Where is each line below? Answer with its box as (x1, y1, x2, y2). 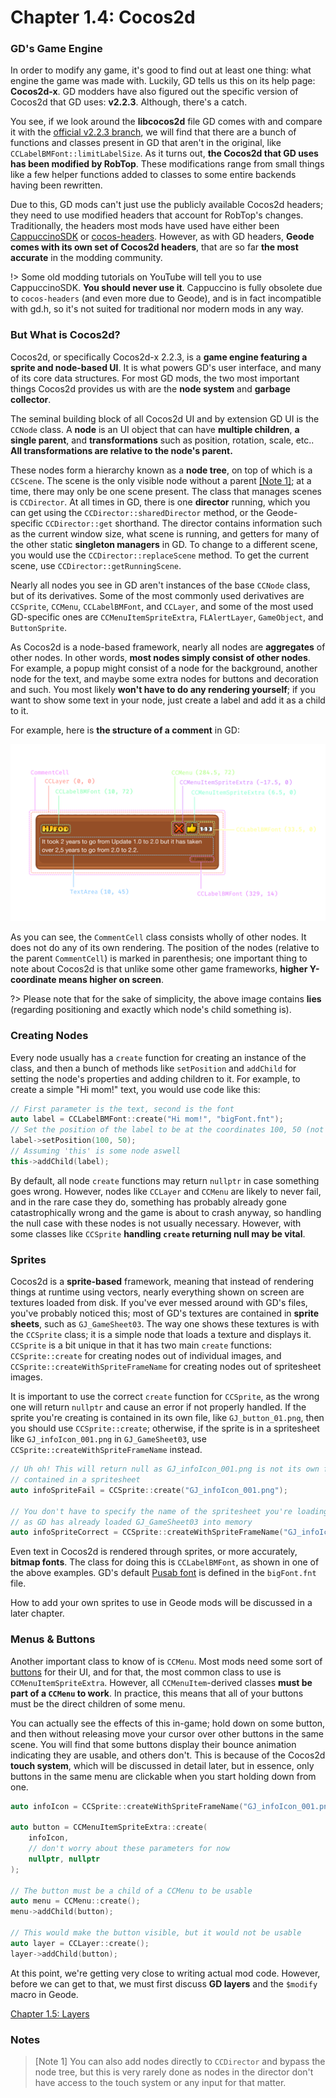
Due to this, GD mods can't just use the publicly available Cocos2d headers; (10, 199, 324, 211)
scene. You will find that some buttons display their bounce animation (10, 1738, 297, 1750)
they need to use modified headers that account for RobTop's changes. (10, 209, 304, 221)
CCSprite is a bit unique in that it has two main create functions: (10, 1339, 273, 1351)
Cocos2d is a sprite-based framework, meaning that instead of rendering (10, 1276, 314, 1288)
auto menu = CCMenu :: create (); (10, 1896, 141, 1906)
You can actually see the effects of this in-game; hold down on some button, (10, 1717, 326, 1729)
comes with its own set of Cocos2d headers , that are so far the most (10, 241, 299, 253)
